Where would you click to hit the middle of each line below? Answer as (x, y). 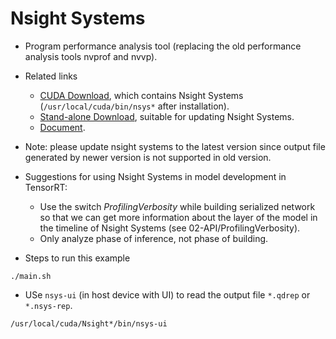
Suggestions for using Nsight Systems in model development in (155, 176)
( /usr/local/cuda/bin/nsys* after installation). (134, 106)
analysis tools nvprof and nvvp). (91, 56)
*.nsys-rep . (48, 305)
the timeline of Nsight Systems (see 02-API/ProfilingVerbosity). (170, 228)
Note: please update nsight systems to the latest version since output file (175, 146)
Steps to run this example (77, 258)
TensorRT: (46, 187)
